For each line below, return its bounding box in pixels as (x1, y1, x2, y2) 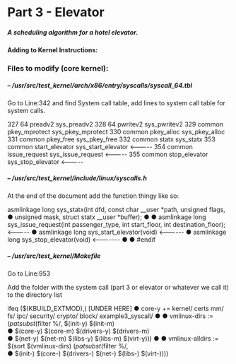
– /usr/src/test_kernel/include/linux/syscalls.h (7, 174, 147, 182)
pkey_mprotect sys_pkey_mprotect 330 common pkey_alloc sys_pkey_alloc (7, 128, 225, 136)
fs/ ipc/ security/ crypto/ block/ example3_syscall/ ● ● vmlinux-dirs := (7, 312, 214, 320)
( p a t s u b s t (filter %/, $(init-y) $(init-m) (7, 319, 115, 327)
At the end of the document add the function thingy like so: (7, 192, 179, 200)
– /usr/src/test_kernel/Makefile (7, 252, 101, 260)
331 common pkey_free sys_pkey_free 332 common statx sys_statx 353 (7, 135, 216, 143)
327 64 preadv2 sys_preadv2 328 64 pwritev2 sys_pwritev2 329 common (7, 120, 224, 129)
